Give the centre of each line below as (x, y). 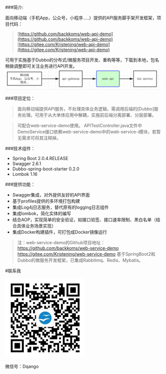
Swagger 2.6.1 (27, 164)
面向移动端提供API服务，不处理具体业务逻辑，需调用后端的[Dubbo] (86, 109)
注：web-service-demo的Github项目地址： (61, 243)
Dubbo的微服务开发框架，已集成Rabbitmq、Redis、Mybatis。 (80, 260)
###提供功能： (20, 184)
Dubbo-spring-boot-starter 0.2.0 (46, 169)
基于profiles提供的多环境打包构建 (46, 201)
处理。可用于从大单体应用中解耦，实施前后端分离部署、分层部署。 (89, 115)
